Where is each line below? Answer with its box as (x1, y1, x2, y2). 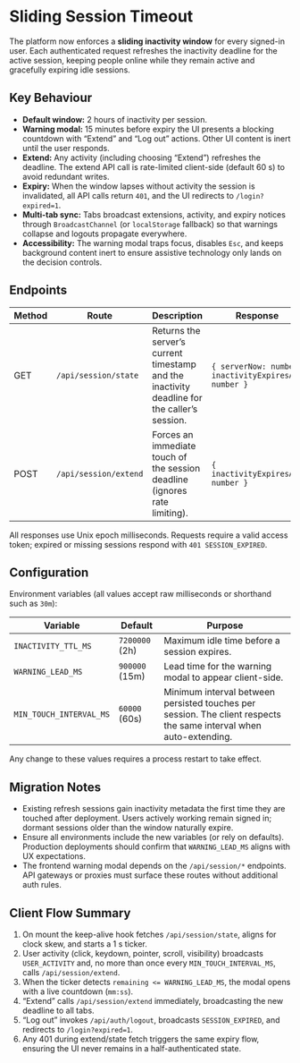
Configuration (9, 565, 89, 580)
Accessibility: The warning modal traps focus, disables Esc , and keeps (21, 237, 284, 248)
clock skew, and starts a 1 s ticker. (21, 939, 147, 949)
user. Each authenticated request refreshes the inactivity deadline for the (9, 45, 279, 55)
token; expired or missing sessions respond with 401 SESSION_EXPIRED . (9, 539, 268, 549)
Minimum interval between (163, 686, 275, 699)
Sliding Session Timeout (9, 6, 194, 27)
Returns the (151, 324, 201, 336)
